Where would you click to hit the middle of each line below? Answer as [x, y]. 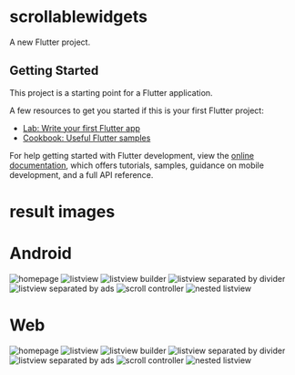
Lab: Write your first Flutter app [81, 128]
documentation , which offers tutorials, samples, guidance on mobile [137, 165]
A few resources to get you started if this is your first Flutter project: [137, 110]
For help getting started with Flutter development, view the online [132, 155]
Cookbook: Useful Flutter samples [86, 138]
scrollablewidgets [79, 17]
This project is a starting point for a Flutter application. [111, 92]
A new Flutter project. [50, 42]
